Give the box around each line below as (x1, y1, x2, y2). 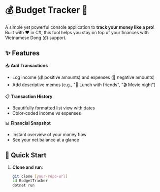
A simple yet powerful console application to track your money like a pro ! (5, 24, 155, 30)
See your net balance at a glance (12, 137, 80, 143)
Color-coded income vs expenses (12, 110, 81, 116)
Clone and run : (12, 164, 43, 170)
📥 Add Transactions (5, 62, 48, 68)
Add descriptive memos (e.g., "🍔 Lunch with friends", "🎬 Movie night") (12, 82, 156, 88)
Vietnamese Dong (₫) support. (5, 35, 67, 41)
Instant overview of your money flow (12, 131, 87, 137)
